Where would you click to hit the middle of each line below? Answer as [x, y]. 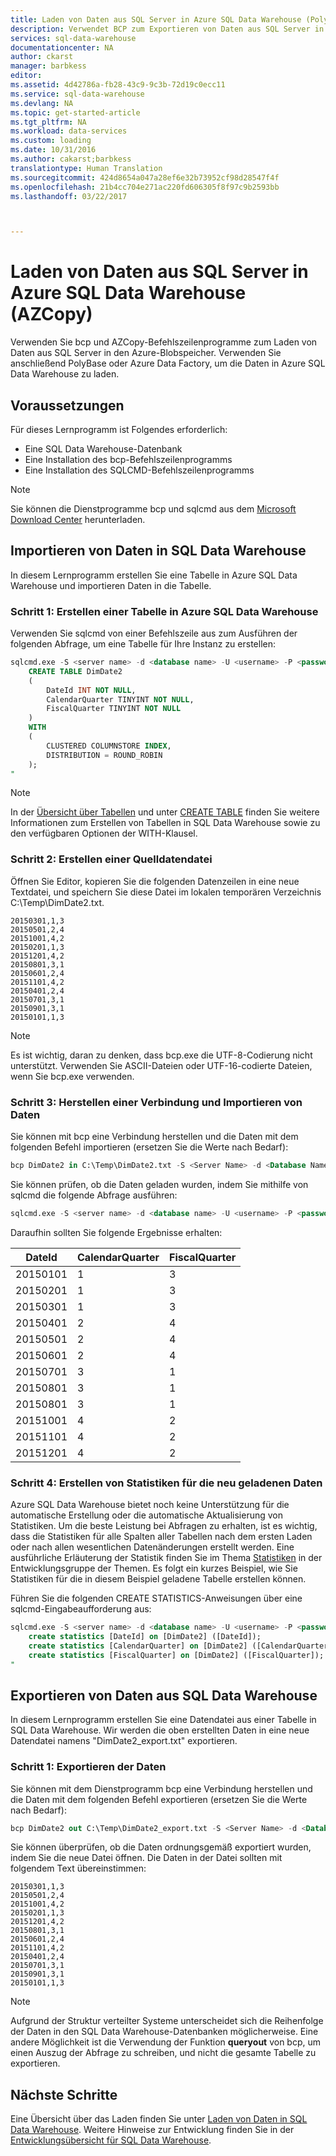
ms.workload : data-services [69, 131]
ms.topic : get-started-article [75, 112]
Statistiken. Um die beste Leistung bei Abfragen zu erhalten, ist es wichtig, [164, 1526]
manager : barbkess [48, 66]
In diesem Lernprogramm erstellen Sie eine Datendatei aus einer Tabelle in [163, 1720]
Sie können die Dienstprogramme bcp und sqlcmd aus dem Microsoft [153, 509]
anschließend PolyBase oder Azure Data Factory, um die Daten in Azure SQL [168, 363]
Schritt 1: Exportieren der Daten [88, 1767]
